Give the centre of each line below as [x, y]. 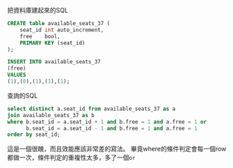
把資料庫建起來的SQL [38, 10]
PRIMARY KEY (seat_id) [53, 43]
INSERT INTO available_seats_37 [54, 62]
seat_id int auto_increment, [62, 30]
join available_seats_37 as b [51, 115]
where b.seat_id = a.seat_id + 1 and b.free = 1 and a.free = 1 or [107, 122]
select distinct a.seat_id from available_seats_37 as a [91, 109]
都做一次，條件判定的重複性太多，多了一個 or [71, 158]
